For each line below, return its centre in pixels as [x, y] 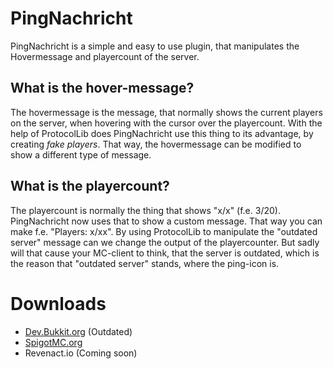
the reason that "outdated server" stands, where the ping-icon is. [145, 263]
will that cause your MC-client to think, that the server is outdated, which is [165, 253]
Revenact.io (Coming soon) [81, 353]
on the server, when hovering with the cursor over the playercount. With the [166, 123]
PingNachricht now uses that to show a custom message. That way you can [166, 221]
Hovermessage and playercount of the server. [105, 56]
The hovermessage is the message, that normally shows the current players [166, 112]
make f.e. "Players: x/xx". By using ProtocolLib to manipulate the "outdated [164, 231]
